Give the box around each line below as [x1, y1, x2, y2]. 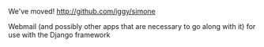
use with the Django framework [8, 31, 111, 39]
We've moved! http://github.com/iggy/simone [8, 7, 156, 16]
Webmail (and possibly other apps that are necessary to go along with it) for [8, 22, 256, 31]
